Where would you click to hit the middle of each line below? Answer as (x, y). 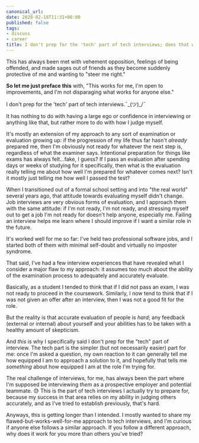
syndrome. (19, 251)
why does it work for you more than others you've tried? (75, 434)
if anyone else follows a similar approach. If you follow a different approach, (99, 427)
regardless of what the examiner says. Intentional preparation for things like (98, 152)
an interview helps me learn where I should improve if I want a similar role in (99, 221)
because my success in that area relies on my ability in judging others (91, 397)
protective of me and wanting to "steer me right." (66, 74)
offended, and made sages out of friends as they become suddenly (88, 68)
